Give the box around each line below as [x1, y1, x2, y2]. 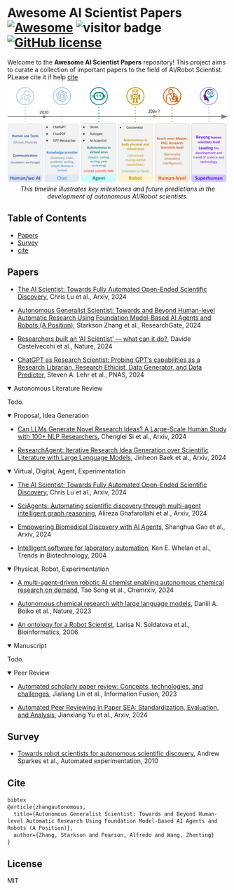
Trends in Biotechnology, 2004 [17, 551, 107, 559]
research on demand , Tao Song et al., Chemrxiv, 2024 [17, 586, 174, 594]
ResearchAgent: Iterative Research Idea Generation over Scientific [17, 445, 209, 454]
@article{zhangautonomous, [7, 804, 86, 811]
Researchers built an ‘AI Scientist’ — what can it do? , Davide [17, 335, 191, 343]
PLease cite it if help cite [7, 72, 78, 81]
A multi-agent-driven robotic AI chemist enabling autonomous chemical [17, 578, 224, 586]
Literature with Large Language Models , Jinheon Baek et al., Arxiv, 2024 [17, 453, 226, 461]
